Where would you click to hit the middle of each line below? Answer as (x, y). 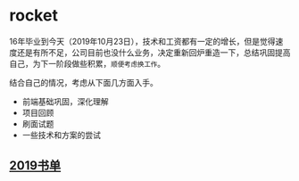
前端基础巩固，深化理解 (65, 101)
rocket (33, 16)
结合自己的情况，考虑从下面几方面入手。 (83, 82)
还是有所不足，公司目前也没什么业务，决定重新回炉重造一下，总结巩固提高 (154, 52)
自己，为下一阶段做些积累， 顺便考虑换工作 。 (87, 63)
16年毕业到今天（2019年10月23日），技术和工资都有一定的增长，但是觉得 (142, 41)
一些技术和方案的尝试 (61, 135)
